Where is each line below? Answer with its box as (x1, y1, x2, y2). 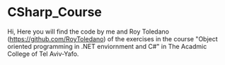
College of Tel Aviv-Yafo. (7, 50, 79, 58)
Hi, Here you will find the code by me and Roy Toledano (7, 27, 170, 36)
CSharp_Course (7, 4, 103, 20)
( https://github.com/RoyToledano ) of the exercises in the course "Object (7, 34, 218, 43)
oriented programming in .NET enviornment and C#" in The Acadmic (7, 42, 207, 50)
